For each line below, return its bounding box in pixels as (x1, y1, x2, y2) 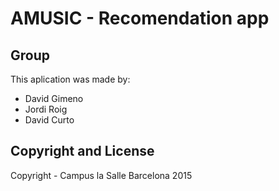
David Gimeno (24, 93, 84, 104)
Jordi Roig (24, 103, 68, 115)
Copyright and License (10, 143, 155, 160)
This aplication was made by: (10, 73, 131, 85)
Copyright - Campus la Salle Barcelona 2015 (10, 169, 193, 181)
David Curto (24, 114, 75, 126)
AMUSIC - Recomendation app (10, 7, 270, 30)
